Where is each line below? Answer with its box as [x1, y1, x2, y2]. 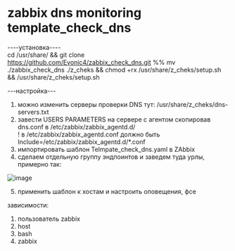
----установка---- [7, 43, 61, 51]
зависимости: [7, 200, 49, 209]
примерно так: [17, 160, 62, 168]
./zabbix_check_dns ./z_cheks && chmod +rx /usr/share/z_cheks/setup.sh [7, 65, 222, 74]
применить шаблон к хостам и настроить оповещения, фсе [17, 187, 197, 195]
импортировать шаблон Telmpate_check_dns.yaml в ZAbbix [17, 145, 196, 153]
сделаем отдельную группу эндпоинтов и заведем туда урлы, [17, 153, 205, 161]
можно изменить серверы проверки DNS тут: [17, 100, 155, 108]
